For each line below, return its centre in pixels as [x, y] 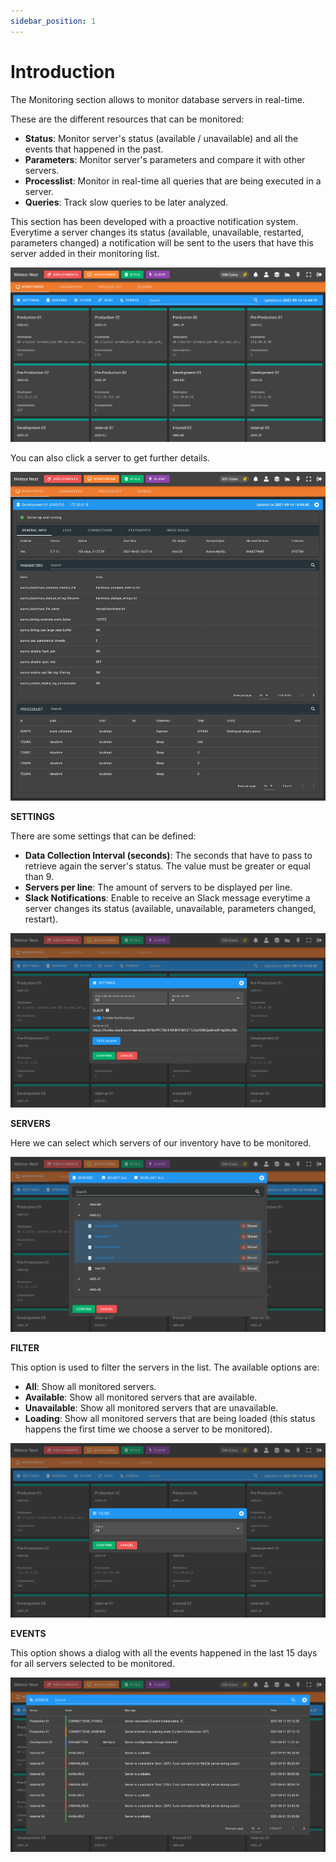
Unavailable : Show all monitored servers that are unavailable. [151, 1407]
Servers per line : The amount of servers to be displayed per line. [158, 887]
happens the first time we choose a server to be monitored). [148, 1429]
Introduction [63, 71]
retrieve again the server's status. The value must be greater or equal [167, 866]
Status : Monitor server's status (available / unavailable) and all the [161, 138]
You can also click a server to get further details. [110, 457]
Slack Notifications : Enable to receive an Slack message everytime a [167, 897]
